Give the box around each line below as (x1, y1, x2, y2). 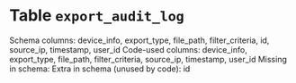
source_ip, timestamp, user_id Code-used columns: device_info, (9, 44, 247, 54)
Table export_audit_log (9, 5, 184, 26)
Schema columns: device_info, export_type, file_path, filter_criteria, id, (9, 35, 270, 46)
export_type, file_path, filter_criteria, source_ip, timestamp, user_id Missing (9, 54, 288, 64)
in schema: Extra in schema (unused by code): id (9, 63, 191, 74)
